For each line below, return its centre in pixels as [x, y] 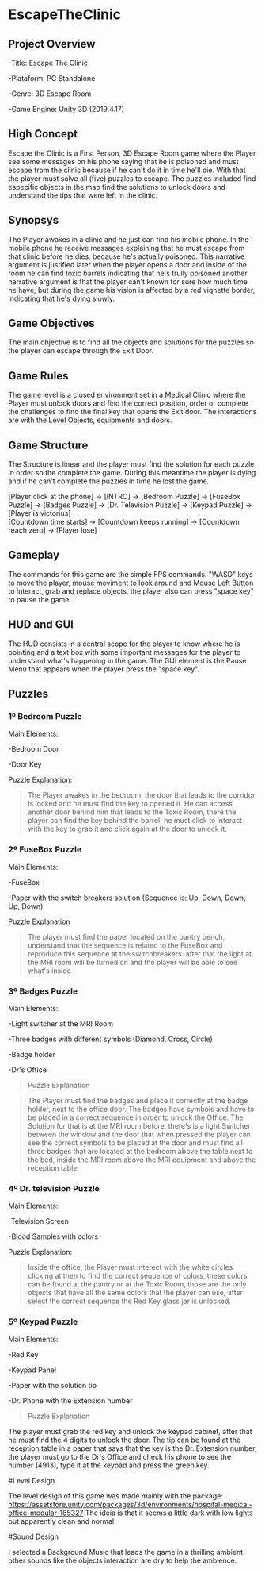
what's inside [49, 971]
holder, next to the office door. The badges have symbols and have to [141, 1109]
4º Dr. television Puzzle [54, 1188]
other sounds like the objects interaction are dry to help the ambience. [123, 1560]
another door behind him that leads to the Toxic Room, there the [132, 812]
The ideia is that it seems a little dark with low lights [169, 1513]
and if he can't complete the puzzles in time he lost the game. [109, 481]
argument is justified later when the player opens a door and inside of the [128, 264]
